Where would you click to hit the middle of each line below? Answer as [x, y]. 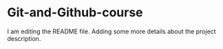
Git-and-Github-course [75, 13]
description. [24, 38]
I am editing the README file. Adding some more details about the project [111, 31]
